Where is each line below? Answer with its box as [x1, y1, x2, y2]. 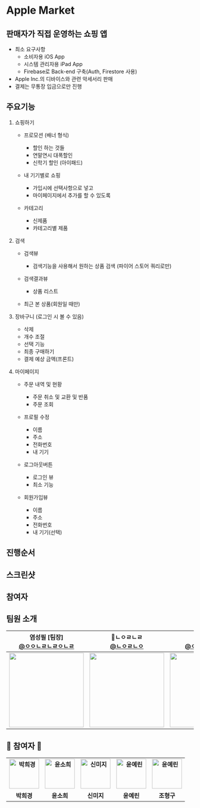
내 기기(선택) [32, 528, 62, 535]
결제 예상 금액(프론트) [23, 355, 74, 362]
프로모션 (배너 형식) [23, 131, 70, 139]
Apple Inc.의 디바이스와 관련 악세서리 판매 [14, 76, 113, 82]
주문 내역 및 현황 [23, 380, 62, 387]
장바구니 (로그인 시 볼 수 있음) [14, 313, 85, 320]
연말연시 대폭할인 [32, 151, 73, 158]
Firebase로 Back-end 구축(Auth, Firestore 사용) [23, 68, 137, 75]
